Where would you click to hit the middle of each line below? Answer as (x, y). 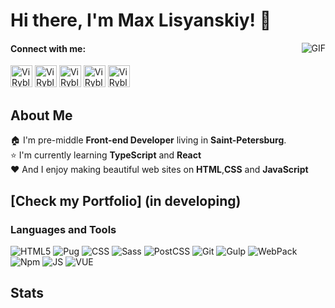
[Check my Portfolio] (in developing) (126, 200)
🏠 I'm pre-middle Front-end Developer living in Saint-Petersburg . (148, 140)
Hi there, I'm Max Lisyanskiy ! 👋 (141, 20)
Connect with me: (48, 48)
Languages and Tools (63, 229)
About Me (41, 115)
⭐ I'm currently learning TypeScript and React (106, 155)
